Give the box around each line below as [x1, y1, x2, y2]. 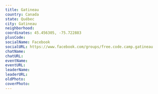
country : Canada [5, 12, 39, 17]
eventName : [5, 58, 28, 63]
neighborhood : [5, 26, 35, 31]
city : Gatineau [5, 21, 37, 26]
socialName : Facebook [5, 40, 50, 45]
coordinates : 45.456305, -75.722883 [5, 30, 81, 35]
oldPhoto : [5, 77, 26, 82]
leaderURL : [5, 72, 28, 77]
